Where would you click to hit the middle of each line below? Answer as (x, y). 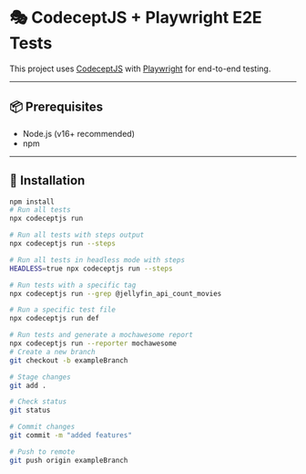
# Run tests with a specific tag (73, 285)
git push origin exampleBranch (69, 460)
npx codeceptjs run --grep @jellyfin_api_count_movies (116, 293)
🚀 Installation (47, 180)
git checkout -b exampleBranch (69, 360)
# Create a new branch (52, 352)
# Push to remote (42, 452)
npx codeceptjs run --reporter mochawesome (93, 343)
